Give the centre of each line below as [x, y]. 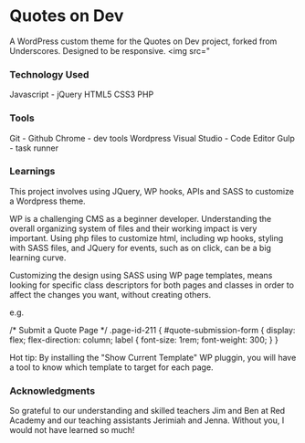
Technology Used [49, 74]
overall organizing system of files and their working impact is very [133, 228]
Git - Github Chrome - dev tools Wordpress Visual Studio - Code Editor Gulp [152, 138]
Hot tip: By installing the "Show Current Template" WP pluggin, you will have [153, 357]
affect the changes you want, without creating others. [110, 294]
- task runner [34, 148]
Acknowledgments [53, 391]
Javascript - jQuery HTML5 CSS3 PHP [82, 95]
